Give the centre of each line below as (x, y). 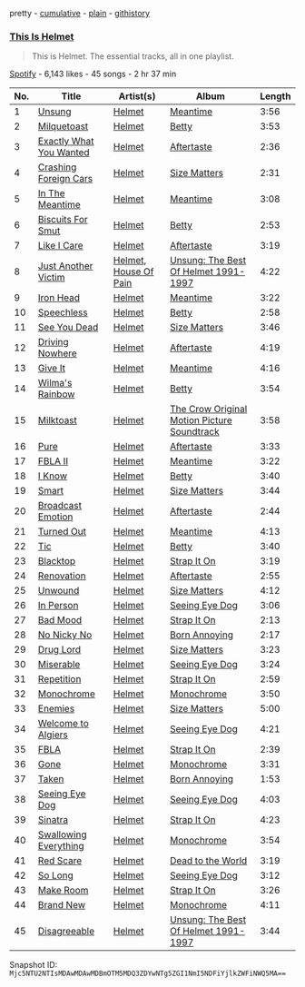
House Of (133, 271)
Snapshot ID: (34, 965)
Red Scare (60, 861)
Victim (51, 278)
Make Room (63, 891)
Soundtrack (194, 432)
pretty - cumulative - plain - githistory (80, 13)
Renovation (62, 576)
